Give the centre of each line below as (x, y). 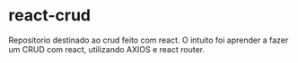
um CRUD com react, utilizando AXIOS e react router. (107, 49)
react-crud (50, 16)
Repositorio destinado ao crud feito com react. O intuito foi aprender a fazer (149, 40)
